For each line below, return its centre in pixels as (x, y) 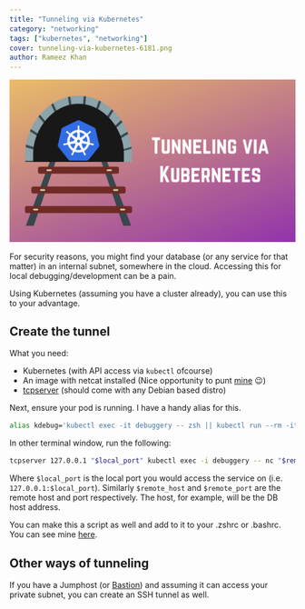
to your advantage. (44, 303)
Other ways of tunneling (79, 563)
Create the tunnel (60, 331)
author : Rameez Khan (49, 58)
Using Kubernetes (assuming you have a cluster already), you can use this (148, 293)
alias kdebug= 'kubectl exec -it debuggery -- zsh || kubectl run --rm (146, 426)
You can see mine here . (54, 534)
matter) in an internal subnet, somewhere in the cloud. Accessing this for (145, 266)
